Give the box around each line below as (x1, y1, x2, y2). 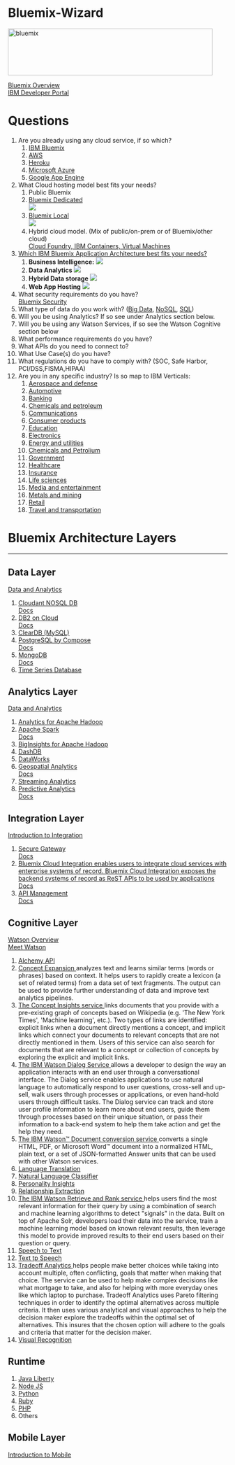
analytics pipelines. (17, 993, 74, 1002)
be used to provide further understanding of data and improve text (17, 986, 209, 995)
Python (17, 1389, 39, 1397)
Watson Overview (8, 935, 59, 944)
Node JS (17, 1382, 44, 1390)
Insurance (28, 468, 58, 476)
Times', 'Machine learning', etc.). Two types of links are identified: (17, 1016, 208, 1024)
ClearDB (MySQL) (17, 628, 70, 637)
